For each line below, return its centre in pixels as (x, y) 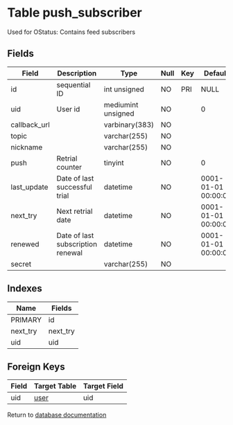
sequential (74, 84)
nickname (27, 147)
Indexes (25, 289)
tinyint (114, 163)
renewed (25, 244)
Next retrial (75, 211)
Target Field (103, 386)
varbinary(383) (129, 125)
